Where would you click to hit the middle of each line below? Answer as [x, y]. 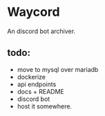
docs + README [40, 91]
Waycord [34, 12]
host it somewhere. [45, 106]
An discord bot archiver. [41, 31]
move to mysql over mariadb [58, 69]
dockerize [31, 77]
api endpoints [37, 84]
